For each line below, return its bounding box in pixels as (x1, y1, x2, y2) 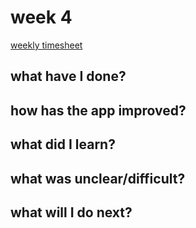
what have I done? (10, 68, 127, 85)
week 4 (10, 6, 73, 29)
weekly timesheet (10, 39, 83, 51)
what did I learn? (10, 136, 116, 153)
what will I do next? (10, 204, 133, 221)
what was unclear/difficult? (10, 170, 186, 187)
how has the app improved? (10, 102, 187, 119)
